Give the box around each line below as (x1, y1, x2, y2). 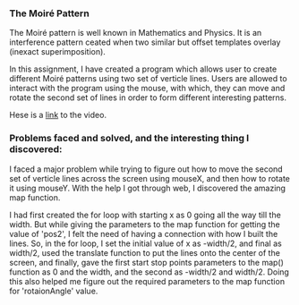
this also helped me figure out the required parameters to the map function (9, 275, 285, 286)
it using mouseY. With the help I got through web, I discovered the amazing (9, 182, 286, 193)
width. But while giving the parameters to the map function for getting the (9, 218, 280, 230)
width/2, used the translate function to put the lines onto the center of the (9, 247, 280, 258)
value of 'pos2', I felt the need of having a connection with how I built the (9, 228, 278, 239)
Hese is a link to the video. (9, 110, 107, 121)
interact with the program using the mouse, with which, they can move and (9, 83, 286, 94)
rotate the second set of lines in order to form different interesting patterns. (9, 92, 286, 103)
